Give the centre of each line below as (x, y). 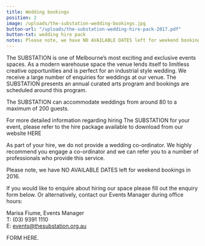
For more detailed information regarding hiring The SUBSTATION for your (98, 120)
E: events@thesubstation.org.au (46, 226)
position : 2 (21, 18)
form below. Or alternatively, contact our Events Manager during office (95, 195)
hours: (14, 201)
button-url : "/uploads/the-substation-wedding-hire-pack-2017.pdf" (94, 29)
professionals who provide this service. (56, 158)
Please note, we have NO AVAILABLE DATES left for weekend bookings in (99, 170)
